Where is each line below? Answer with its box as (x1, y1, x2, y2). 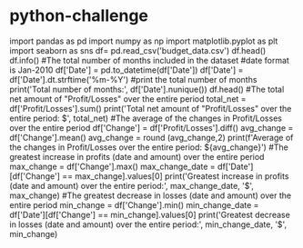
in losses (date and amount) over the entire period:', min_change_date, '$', (9, 219, 288, 230)
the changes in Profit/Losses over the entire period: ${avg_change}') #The (9, 142, 288, 153)
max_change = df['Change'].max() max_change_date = (9, 161, 216, 172)
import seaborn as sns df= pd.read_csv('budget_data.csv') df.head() (9, 45, 267, 55)
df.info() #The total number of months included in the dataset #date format (9, 55, 289, 65)
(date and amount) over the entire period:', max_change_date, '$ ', (9, 180, 255, 191)
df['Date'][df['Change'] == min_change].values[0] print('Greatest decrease (9, 209, 291, 220)
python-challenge (9, 5, 148, 26)
